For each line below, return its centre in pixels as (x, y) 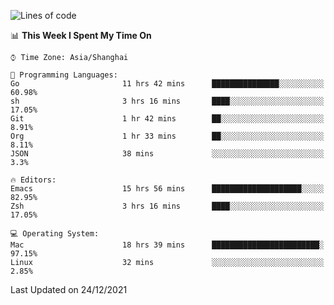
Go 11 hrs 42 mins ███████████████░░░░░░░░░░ (167, 84)
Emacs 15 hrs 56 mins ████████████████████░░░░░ (167, 189)
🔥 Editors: (33, 180)
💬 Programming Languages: (64, 75)
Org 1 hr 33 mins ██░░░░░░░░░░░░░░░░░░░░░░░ (167, 136)
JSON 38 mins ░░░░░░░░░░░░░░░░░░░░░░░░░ (167, 154)
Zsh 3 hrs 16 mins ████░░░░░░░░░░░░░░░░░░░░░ (167, 206)
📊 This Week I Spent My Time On (81, 35)
